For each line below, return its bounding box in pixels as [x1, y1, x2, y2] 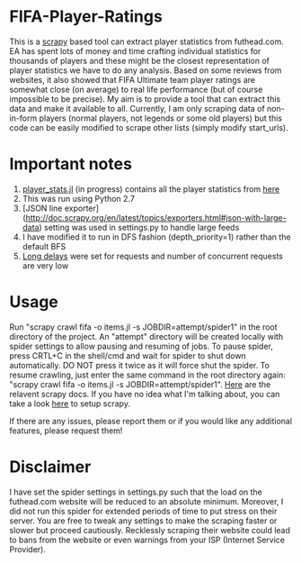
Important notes [9, 154, 133, 175]
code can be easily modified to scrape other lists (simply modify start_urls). [9, 122, 289, 132]
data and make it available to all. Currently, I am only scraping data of [9, 103, 265, 114]
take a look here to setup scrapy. [9, 398, 130, 409]
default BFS [22, 241, 66, 251]
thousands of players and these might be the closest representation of [9, 55, 270, 66]
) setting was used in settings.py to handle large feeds [39, 222, 240, 232]
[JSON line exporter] [22, 203, 100, 213]
